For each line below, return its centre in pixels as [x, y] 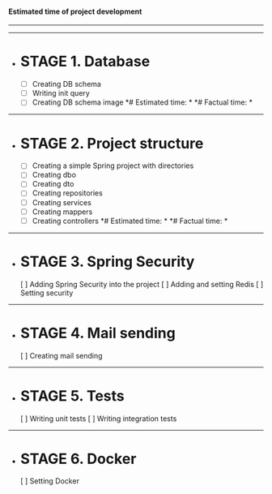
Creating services [62, 202]
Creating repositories [67, 193]
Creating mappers [62, 212]
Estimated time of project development [75, 11]
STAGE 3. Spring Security [107, 262]
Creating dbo [54, 175]
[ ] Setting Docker [49, 481]
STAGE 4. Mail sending [98, 333]
